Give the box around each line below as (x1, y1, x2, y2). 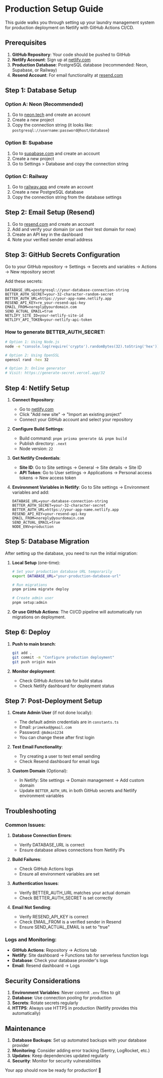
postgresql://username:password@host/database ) (12, 127, 110, 133)
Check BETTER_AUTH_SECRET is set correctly (19, 895, 113, 901)
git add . (12, 650, 33, 655)
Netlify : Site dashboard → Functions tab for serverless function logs (12, 952, 149, 958)
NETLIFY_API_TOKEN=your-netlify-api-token (5, 317, 92, 322)
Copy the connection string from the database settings (12, 194, 122, 200)
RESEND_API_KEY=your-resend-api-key (12, 512, 86, 516)
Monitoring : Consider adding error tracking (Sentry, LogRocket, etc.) (12, 1047, 150, 1053)
